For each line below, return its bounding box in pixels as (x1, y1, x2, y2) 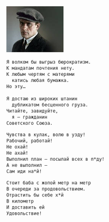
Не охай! (6, 144, 29, 150)
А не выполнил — (6, 162, 47, 168)
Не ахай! (6, 150, 29, 156)
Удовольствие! (6, 210, 43, 216)
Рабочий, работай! (6, 138, 53, 144)
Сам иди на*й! (6, 168, 43, 174)
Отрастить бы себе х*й (6, 192, 64, 198)
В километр (6, 198, 34, 204)
